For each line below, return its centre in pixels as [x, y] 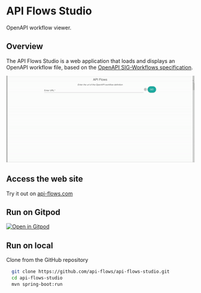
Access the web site [45, 179]
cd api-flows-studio [37, 278]
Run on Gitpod [33, 212]
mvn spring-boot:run [37, 284]
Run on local [30, 245]
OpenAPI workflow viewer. [39, 28]
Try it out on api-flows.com [39, 194]
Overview [25, 46]
